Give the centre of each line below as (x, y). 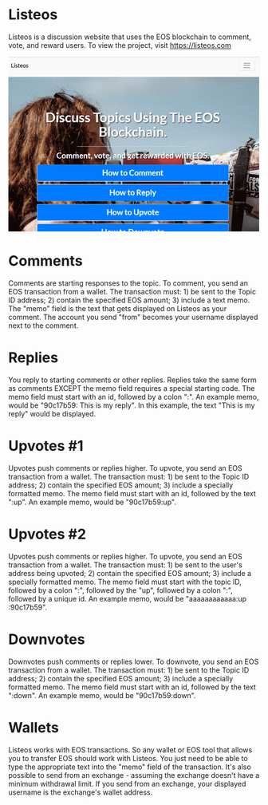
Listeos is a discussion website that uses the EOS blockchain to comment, (130, 37)
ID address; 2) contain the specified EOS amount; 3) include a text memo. (129, 300)
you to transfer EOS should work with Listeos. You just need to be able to (128, 758)
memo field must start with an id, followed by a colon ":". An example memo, (134, 397)
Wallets (34, 728)
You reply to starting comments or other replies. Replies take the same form (132, 380)
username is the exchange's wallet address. (81, 792)
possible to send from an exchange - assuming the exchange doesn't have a (134, 775)
